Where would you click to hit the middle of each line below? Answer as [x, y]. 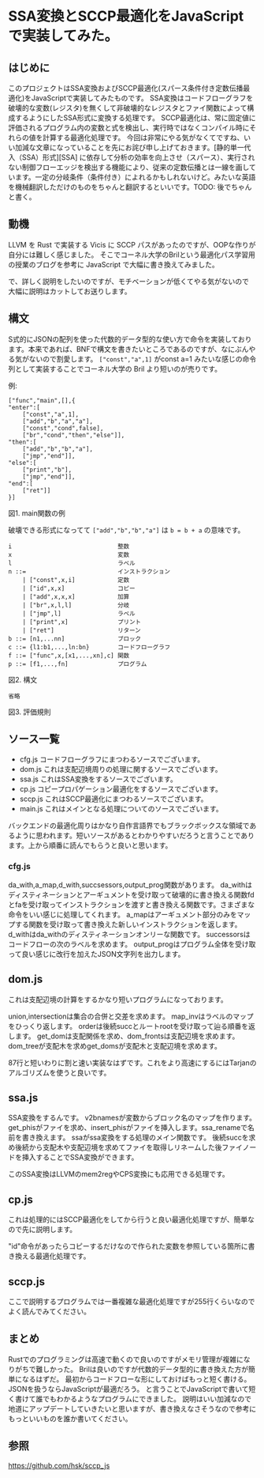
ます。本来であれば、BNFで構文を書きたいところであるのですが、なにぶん [129, 349]
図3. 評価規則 [30, 712]
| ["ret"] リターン [82, 630]
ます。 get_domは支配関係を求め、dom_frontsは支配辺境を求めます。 [127, 1036]
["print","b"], [47, 470]
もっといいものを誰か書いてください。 [70, 1418]
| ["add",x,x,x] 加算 [76, 597]
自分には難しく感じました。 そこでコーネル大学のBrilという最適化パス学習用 [132, 255]
